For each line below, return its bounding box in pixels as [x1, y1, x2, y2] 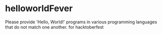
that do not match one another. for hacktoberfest [5, 24, 104, 30]
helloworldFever [5, 3, 73, 14]
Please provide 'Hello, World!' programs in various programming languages [5, 19, 157, 25]
